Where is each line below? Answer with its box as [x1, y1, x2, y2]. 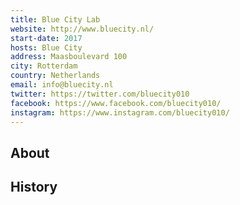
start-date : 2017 [10, 33, 83, 43]
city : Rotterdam [10, 61, 78, 71]
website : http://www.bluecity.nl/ [10, 24, 155, 34]
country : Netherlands [10, 71, 101, 81]
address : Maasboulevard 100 [10, 52, 128, 62]
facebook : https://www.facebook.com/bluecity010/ [10, 98, 222, 108]
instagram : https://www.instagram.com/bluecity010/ [10, 107, 230, 118]
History [10, 179, 58, 196]
